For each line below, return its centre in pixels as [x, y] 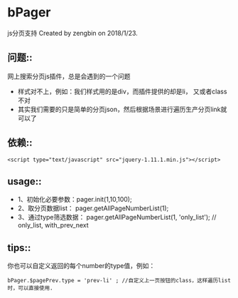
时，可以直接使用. [30, 288]
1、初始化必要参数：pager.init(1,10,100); [75, 200]
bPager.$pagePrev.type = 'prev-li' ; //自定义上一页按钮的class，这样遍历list [119, 281]
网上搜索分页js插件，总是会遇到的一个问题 [69, 76]
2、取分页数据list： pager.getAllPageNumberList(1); [93, 208]
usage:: [25, 181]
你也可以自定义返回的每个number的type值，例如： [81, 266]
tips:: [19, 248]
